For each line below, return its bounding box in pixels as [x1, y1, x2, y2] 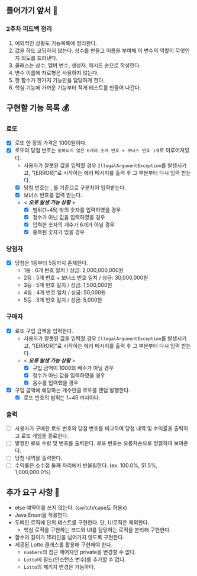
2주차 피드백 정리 [6, 25, 52, 33]
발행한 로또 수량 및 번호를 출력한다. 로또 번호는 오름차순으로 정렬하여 [14, 440, 173, 447]
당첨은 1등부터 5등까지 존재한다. [14, 260, 89, 267]
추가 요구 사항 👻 [6, 487, 60, 497]
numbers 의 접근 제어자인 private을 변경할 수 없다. [23, 549, 137, 556]
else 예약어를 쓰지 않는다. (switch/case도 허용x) [14, 504, 127, 511]
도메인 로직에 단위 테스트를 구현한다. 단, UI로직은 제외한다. [14, 519, 150, 526]
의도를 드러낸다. [21, 54, 58, 61]
